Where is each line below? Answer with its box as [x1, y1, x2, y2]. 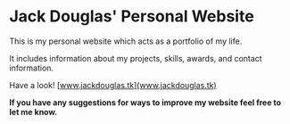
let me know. [9, 106, 58, 117]
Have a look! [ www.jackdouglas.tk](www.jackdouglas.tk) [9, 79, 217, 90]
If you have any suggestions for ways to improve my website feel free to [9, 96, 282, 108]
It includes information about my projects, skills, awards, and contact [9, 53, 262, 63]
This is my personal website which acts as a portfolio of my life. [9, 36, 243, 46]
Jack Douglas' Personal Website [9, 6, 254, 27]
